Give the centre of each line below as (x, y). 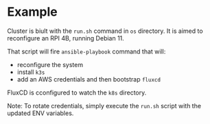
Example (32, 12)
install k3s (31, 72)
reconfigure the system (50, 64)
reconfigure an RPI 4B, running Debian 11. (66, 38)
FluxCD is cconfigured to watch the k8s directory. (77, 92)
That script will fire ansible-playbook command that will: (86, 51)
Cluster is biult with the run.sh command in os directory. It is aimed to (105, 31)
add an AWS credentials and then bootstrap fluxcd (89, 79)
